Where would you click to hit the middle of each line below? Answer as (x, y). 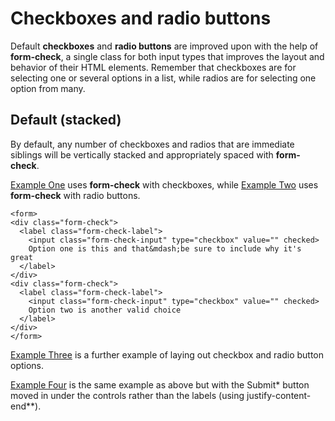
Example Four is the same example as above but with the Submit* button (160, 384)
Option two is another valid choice (105, 310)
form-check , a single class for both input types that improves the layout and (167, 56)
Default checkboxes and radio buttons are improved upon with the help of (164, 46)
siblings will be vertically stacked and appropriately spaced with (142, 154)
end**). (26, 406)
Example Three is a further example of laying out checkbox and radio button (167, 354)
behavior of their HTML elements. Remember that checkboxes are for (153, 67)
